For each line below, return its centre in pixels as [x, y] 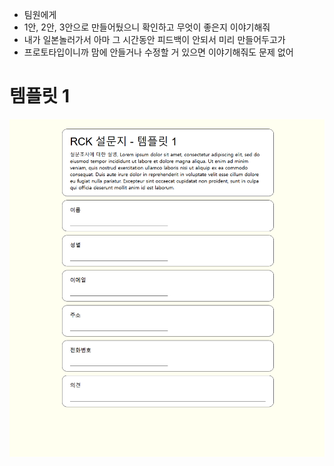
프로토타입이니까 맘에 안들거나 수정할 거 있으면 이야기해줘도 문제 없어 [158, 52]
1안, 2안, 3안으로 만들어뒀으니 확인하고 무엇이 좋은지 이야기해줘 [147, 27]
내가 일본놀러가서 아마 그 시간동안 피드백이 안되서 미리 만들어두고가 [154, 39]
